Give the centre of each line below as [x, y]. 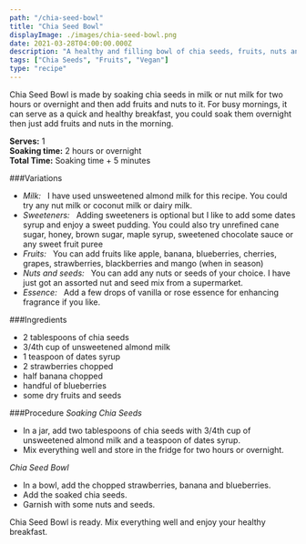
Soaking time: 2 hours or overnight [76, 150]
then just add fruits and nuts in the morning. [92, 123]
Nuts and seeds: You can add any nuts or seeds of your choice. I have [157, 273]
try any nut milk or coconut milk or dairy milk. [107, 205]
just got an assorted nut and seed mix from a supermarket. [133, 282]
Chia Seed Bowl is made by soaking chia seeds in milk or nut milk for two [147, 94]
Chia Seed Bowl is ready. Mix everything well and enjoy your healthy [138, 522]
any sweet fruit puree [62, 244]
